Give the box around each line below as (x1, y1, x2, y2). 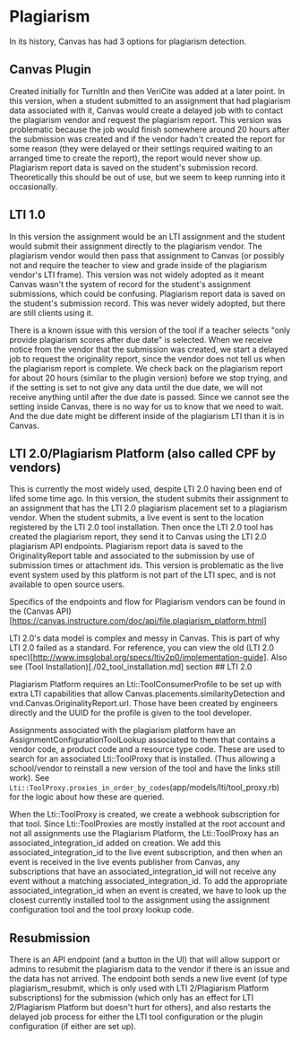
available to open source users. (9, 579, 125, 590)
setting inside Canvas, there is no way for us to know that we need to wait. (9, 401, 284, 412)
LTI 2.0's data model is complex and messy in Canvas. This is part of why (9, 633, 280, 643)
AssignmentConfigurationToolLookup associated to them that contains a (9, 734, 276, 746)
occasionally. (9, 181, 58, 192)
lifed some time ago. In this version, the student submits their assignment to (9, 494, 289, 504)
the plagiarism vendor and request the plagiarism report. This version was (9, 114, 282, 125)
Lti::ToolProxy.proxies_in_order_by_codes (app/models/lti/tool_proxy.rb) (9, 782, 280, 793)
